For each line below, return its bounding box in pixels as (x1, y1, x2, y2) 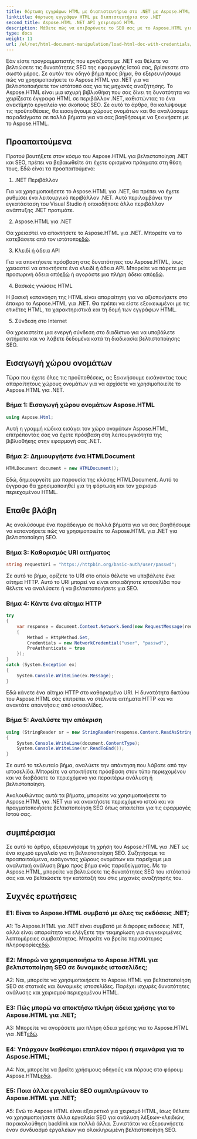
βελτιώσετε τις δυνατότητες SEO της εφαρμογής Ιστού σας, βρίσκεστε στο (6, 63, 189, 70)
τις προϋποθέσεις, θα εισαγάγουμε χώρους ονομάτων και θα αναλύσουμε (6, 107, 189, 115)
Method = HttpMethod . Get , (27, 634, 91, 640)
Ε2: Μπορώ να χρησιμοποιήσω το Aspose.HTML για (6, 956, 158, 964)
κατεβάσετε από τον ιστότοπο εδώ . (6, 236, 91, 243)
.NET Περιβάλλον (14, 176, 59, 183)
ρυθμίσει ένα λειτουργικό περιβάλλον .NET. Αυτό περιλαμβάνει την (6, 194, 173, 201)
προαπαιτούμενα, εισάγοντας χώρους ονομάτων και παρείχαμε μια (6, 855, 171, 862)
